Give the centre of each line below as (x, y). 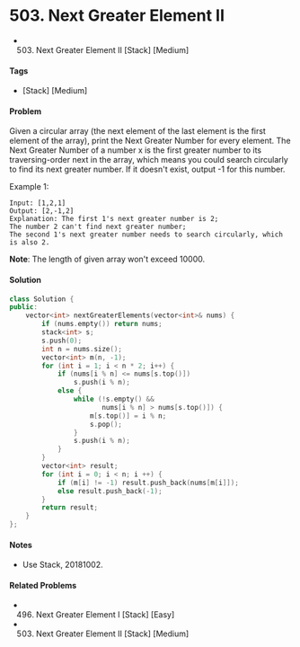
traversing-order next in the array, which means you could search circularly (149, 160)
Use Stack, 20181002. (62, 565)
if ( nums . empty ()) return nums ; (102, 324)
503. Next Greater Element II (117, 16)
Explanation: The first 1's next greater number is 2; (114, 219)
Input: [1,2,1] (38, 203)
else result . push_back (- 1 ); (110, 491)
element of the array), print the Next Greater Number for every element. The (150, 141)
